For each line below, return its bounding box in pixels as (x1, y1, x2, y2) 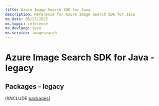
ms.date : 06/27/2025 (5, 16, 48, 21)
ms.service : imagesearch (5, 30, 57, 35)
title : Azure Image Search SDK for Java (5, 7, 91, 12)
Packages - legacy (5, 82, 64, 91)
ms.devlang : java (5, 26, 41, 31)
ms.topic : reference (5, 21, 48, 26)
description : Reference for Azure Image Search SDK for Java (5, 12, 135, 17)
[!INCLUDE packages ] (5, 96, 50, 101)
